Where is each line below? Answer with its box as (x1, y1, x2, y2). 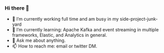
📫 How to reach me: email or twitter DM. (12, 43, 97, 49)
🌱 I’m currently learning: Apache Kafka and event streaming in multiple (12, 27, 159, 33)
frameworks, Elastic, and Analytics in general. (12, 32, 107, 38)
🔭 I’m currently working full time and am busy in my (12, 16, 119, 22)
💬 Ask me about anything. (12, 37, 66, 43)
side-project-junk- (120, 16, 158, 22)
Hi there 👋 (5, 5, 30, 12)
